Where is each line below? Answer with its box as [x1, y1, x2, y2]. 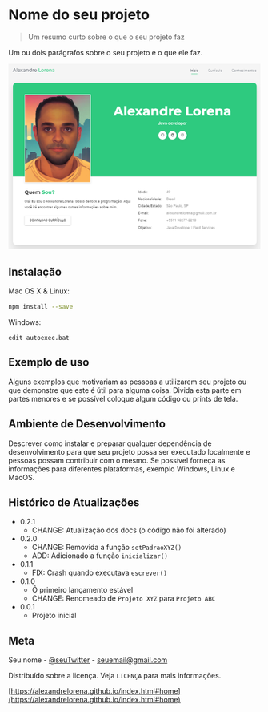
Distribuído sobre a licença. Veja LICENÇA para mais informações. [8, 671, 222, 681]
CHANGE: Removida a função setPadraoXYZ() [31, 543, 182, 552]
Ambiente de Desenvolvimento [8, 417, 166, 431]
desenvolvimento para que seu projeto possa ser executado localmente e [8, 447, 250, 456]
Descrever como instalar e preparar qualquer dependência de [8, 439, 212, 448]
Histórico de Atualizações [8, 496, 140, 509]
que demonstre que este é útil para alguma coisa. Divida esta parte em [8, 385, 242, 394]
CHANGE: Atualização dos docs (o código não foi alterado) [31, 525, 226, 535]
